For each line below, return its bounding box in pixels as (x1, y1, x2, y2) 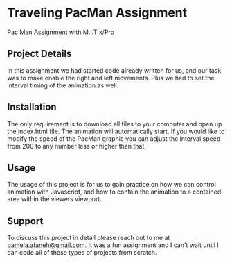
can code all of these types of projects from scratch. (7, 248, 157, 257)
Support (7, 215, 44, 227)
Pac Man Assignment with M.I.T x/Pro (7, 28, 115, 36)
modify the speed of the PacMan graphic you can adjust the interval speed (7, 134, 221, 143)
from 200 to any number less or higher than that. (7, 142, 147, 150)
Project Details (7, 48, 72, 60)
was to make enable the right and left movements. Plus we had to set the (7, 74, 215, 82)
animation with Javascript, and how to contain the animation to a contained (7, 187, 222, 196)
